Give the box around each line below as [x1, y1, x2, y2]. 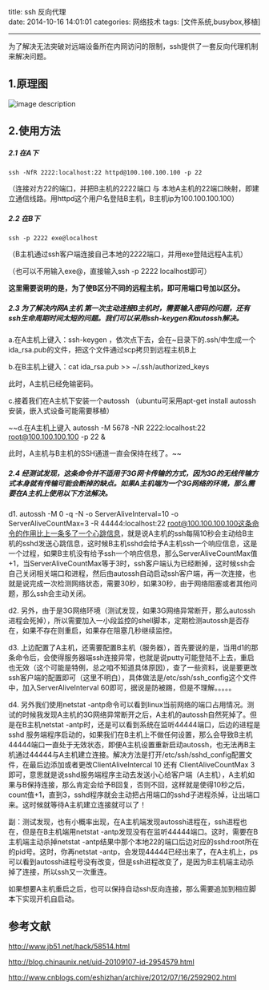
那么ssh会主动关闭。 [22, 589, 90, 598]
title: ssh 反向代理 [8, 7, 66, 16]
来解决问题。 [8, 51, 50, 61]
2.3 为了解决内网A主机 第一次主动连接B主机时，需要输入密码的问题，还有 [8, 303, 251, 312]
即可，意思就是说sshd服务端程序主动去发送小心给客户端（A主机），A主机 [8, 770, 248, 779]
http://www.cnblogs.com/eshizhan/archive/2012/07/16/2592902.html [8, 972, 237, 982]
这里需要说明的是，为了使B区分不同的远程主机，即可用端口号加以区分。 [8, 284, 245, 293]
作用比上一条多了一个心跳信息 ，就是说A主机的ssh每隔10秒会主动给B [22, 529, 247, 538]
